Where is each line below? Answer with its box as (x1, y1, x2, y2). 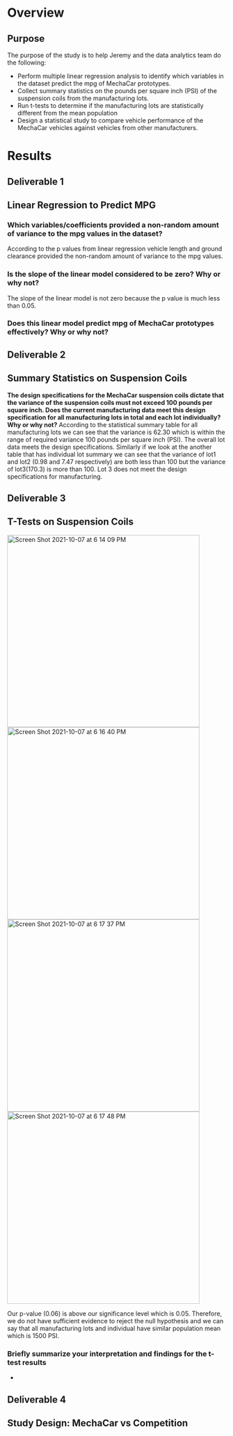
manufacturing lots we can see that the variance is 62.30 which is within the (7, 428, 225, 436)
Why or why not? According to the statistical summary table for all (7, 420, 198, 429)
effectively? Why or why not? (7, 327, 109, 337)
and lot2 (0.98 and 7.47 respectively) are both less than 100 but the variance (7, 457, 226, 465)
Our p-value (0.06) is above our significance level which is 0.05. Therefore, (7, 1309, 223, 1318)
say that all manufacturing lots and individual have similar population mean (7, 1324, 221, 1332)
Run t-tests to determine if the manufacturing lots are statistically (17, 102, 204, 109)
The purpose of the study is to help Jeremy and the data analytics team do (7, 51, 221, 59)
